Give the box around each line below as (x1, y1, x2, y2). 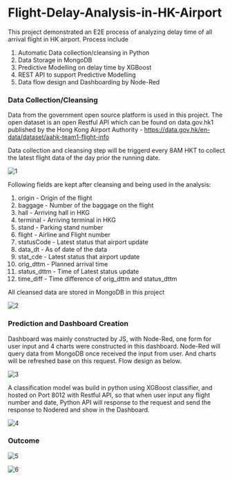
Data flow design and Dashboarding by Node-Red (17, 77, 160, 86)
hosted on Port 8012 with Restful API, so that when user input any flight (8, 391, 211, 399)
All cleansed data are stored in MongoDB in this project (8, 288, 165, 297)
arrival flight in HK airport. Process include (8, 35, 128, 43)
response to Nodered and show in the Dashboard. (8, 405, 151, 414)
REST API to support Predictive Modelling (17, 71, 136, 79)
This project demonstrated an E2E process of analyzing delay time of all (8, 28, 213, 36)
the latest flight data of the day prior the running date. (8, 154, 161, 162)
